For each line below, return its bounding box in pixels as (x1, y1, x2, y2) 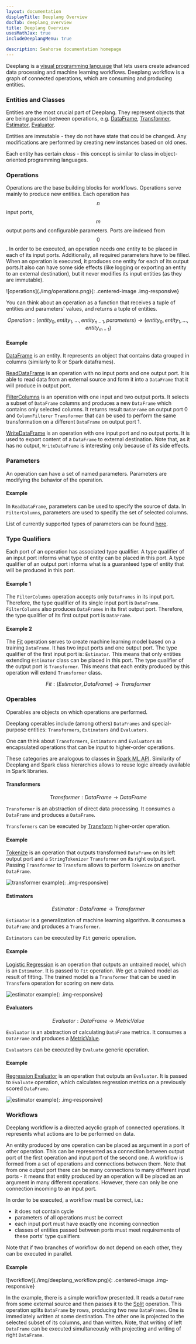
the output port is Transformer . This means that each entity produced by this (6, 663, 190, 670)
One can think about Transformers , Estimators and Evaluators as (6, 737, 162, 744)
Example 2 (6, 625, 32, 632)
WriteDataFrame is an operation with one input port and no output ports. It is (6, 429, 190, 436)
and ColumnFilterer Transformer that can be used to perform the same (6, 412, 177, 419)
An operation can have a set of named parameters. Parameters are (6, 470, 167, 477)
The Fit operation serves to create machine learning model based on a (6, 638, 176, 645)
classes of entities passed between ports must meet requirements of (14, 1226, 181, 1233)
